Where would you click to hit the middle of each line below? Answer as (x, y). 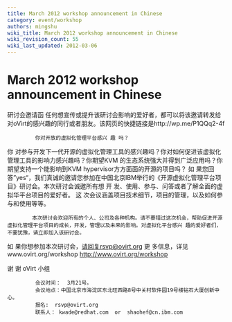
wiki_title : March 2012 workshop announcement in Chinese (92, 33)
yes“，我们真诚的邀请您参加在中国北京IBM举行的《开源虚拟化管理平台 (116, 177)
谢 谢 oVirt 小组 (29, 268)
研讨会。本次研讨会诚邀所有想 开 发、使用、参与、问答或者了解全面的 (118, 186)
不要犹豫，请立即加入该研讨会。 (46, 233)
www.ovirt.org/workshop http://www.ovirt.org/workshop (88, 254)
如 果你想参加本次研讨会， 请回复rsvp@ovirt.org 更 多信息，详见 (98, 246)
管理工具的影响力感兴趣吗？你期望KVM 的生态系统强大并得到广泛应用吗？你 (115, 160)
